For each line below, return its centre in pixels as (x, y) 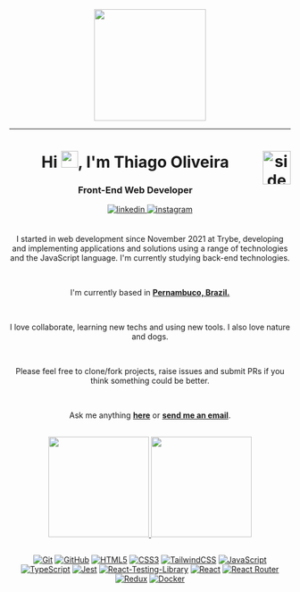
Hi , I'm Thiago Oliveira (135, 162)
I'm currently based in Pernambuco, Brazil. (150, 293)
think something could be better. (150, 381)
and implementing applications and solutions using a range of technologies (150, 248)
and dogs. (150, 337)
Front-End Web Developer (135, 190)
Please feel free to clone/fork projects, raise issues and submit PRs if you (150, 371)
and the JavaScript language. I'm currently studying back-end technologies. (150, 258)
